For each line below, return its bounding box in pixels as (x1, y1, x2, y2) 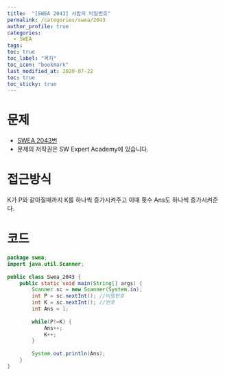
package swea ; (7, 254, 48, 262)
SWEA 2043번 (16, 136, 58, 145)
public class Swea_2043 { (7, 273, 81, 280)
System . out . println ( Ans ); (32, 351, 106, 357)
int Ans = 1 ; (32, 306, 69, 313)
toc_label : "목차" (7, 55, 57, 62)
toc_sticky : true (7, 81, 57, 87)
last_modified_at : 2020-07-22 (7, 67, 94, 74)
